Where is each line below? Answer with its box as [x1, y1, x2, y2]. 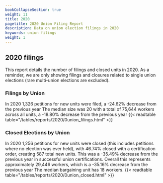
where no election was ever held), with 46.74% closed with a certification [5, 146, 156, 152]
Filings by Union [5, 90, 45, 96]
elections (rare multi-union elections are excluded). [5, 77, 110, 83]
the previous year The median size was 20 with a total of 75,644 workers [5, 106, 155, 112]
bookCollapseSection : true [5, 7, 61, 12]
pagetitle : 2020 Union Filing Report [5, 21, 83, 26]
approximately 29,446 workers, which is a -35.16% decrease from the [5, 162, 148, 168]
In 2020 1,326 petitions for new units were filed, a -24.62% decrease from [5, 100, 157, 107]
